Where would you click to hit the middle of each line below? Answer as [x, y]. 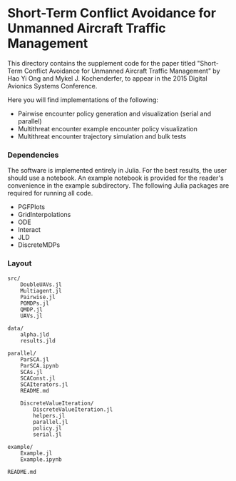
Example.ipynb [41, 459]
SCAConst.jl [38, 378]
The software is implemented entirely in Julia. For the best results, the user [117, 171]
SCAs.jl [31, 372]
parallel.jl [51, 422]
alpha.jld [35, 334]
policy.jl [47, 428]
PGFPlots [31, 207]
